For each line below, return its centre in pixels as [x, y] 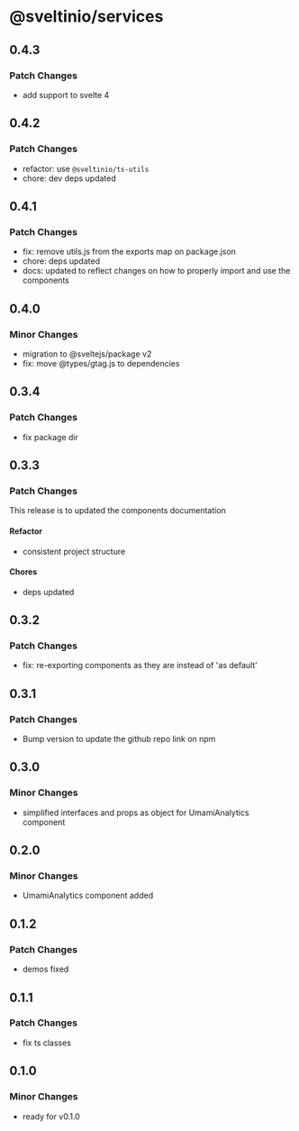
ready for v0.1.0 [51, 1116]
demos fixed [45, 969]
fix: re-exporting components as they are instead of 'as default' [140, 665]
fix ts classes [47, 1043]
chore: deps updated [61, 261]
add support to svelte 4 [66, 95]
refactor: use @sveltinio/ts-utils [86, 168]
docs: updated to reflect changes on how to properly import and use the [156, 271]
